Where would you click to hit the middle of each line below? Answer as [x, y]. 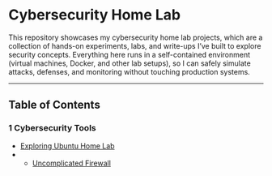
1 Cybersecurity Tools [52, 128]
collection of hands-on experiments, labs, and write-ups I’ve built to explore [135, 45]
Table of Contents [55, 105]
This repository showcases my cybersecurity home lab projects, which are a [136, 37]
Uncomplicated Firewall [72, 163]
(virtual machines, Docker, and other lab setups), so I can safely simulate [130, 63]
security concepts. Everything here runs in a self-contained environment [130, 54]
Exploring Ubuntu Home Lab [67, 146]
